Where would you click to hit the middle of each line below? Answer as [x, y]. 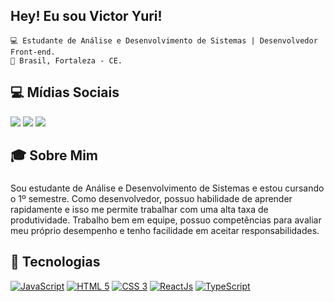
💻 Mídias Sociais [65, 92]
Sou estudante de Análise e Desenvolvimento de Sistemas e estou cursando [167, 188]
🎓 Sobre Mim [54, 155]
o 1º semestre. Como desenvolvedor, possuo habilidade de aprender [151, 198]
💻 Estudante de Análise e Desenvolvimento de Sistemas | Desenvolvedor [164, 40]
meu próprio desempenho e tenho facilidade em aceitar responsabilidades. [165, 230]
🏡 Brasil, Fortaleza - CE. [66, 60]
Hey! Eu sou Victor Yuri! [86, 16]
